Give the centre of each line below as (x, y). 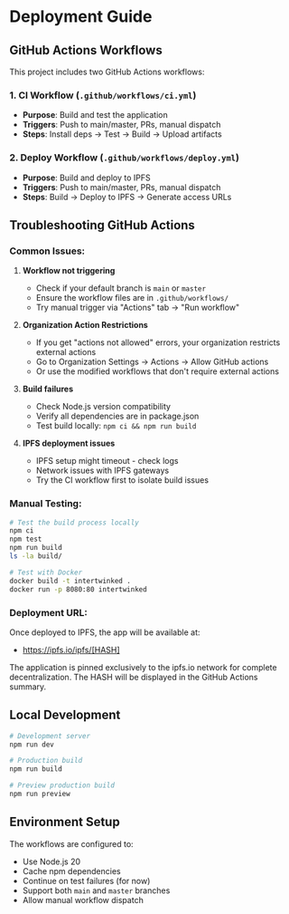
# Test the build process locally (75, 523)
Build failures (48, 389)
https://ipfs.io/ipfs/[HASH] (71, 649)
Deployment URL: (49, 612)
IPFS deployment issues (69, 443)
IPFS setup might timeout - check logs (107, 461)
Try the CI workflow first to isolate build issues (122, 480)
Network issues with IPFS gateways (103, 471)
